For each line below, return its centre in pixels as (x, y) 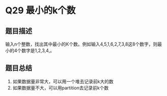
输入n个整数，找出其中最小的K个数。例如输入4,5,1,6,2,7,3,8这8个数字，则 (81, 44)
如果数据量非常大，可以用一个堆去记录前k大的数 (63, 81)
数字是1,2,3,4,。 (38, 51)
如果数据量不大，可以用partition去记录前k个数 (61, 88)
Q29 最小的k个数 (40, 10)
